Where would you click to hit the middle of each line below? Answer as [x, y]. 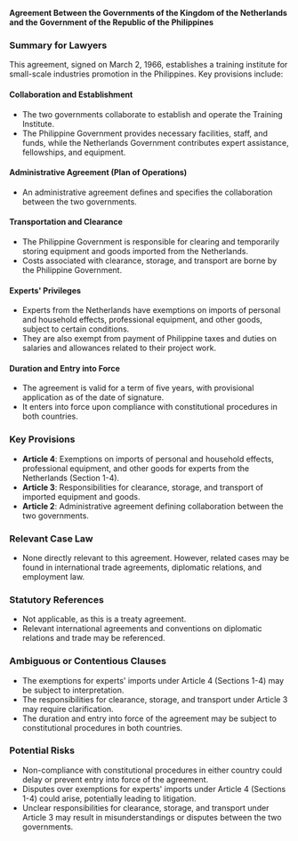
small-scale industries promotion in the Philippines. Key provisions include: [146, 74]
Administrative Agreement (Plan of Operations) [98, 172]
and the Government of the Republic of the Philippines [112, 22]
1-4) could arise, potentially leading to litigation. [109, 798]
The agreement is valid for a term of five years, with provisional [138, 388]
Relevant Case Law [51, 539]
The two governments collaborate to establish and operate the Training [152, 114]
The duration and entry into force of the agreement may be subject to [149, 718]
